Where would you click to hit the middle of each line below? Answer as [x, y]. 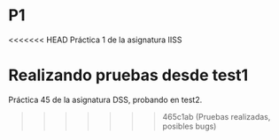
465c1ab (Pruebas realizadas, [217, 116]
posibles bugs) [190, 126]
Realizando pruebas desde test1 [128, 75]
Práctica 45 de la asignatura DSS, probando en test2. [105, 99]
